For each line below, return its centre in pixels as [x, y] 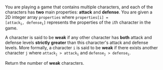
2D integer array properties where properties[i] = [57, 17]
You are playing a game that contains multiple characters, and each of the [79, 7]
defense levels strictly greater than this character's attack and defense [77, 42]
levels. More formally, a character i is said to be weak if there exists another [81, 48]
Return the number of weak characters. [45, 63]
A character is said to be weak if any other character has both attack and [79, 38]
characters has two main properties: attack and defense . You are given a [79, 12]
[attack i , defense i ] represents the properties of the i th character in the [78, 23]
